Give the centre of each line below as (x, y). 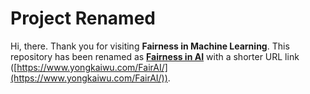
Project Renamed (83, 18)
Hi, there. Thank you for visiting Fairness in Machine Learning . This (150, 46)
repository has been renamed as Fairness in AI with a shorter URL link (155, 56)
